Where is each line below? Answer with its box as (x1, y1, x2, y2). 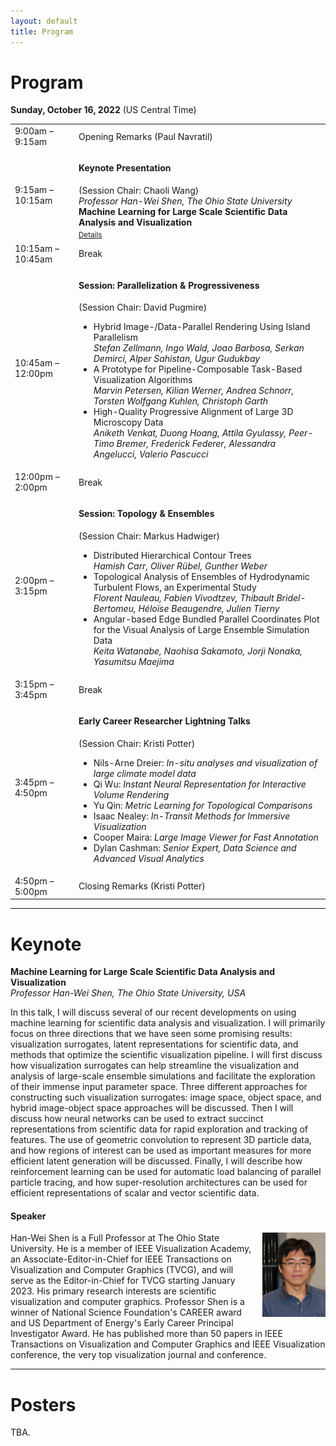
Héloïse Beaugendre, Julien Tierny (138, 602, 280, 614)
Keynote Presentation (78, 162, 172, 174)
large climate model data (93, 767, 197, 779)
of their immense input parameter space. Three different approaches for (10, 1081, 308, 1093)
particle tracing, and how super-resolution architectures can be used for (10, 1176, 308, 1189)
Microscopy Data (93, 416, 164, 429)
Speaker (10, 1210, 47, 1222)
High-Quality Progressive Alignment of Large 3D (93, 406, 294, 418)
